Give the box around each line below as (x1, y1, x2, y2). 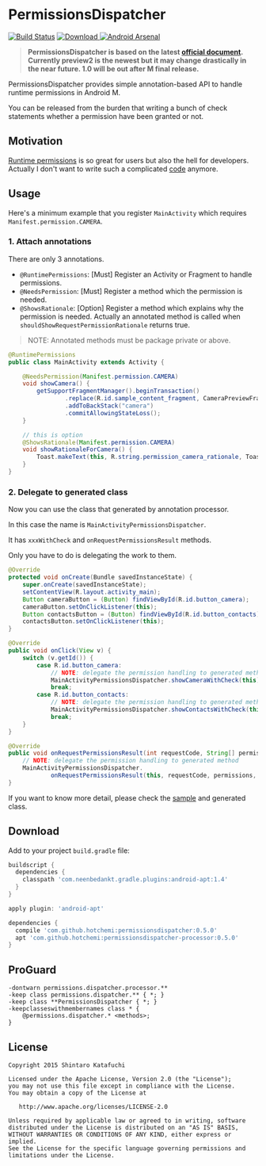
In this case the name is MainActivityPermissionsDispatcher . (8, 520, 207, 529)
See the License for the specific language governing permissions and (8, 1144, 246, 1153)
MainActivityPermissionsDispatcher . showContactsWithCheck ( (50, 705, 249, 714)
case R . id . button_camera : (36, 661, 123, 669)
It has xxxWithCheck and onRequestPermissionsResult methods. (8, 535, 212, 545)
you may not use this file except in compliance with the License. (8, 1082, 236, 1090)
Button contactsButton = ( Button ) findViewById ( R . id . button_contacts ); (22, 610, 264, 618)
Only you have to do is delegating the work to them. (8, 551, 177, 560)
